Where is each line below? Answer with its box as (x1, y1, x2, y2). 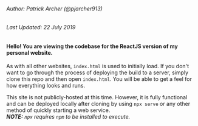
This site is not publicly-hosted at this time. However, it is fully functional (6, 94, 188, 101)
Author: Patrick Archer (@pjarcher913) (6, 5, 103, 12)
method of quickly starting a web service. (6, 107, 111, 114)
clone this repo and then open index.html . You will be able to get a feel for (6, 75, 193, 83)
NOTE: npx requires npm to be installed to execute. (6, 113, 131, 121)
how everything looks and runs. (6, 82, 86, 89)
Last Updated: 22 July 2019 (6, 24, 76, 31)
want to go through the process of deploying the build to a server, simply (6, 69, 189, 76)
